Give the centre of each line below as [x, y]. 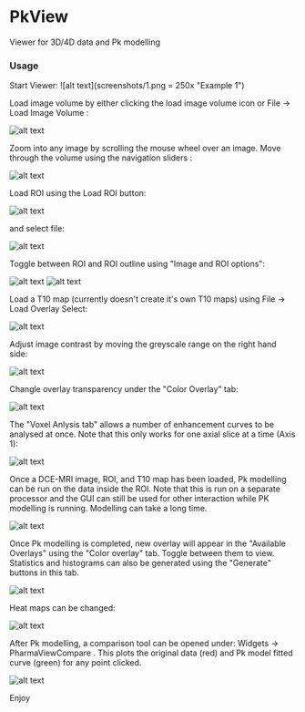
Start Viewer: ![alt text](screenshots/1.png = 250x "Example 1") [127, 86]
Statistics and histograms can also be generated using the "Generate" [140, 563]
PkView [39, 17]
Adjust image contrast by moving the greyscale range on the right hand [143, 345]
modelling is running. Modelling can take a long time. [108, 509]
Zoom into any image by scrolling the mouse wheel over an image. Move [145, 149]
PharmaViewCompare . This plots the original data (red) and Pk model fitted [151, 653]
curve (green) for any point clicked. [76, 663]
